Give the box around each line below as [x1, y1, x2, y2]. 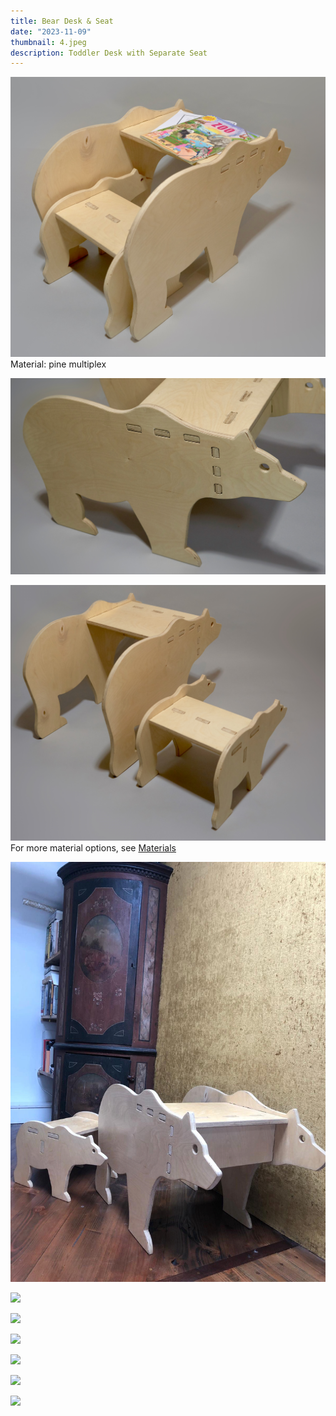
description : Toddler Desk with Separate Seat [10, 48, 208, 58]
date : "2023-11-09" [10, 26, 92, 37]
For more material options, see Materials [10, 842, 177, 854]
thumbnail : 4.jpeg [10, 37, 87, 47]
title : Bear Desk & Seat [10, 16, 114, 26]
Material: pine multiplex [10, 358, 107, 370]
